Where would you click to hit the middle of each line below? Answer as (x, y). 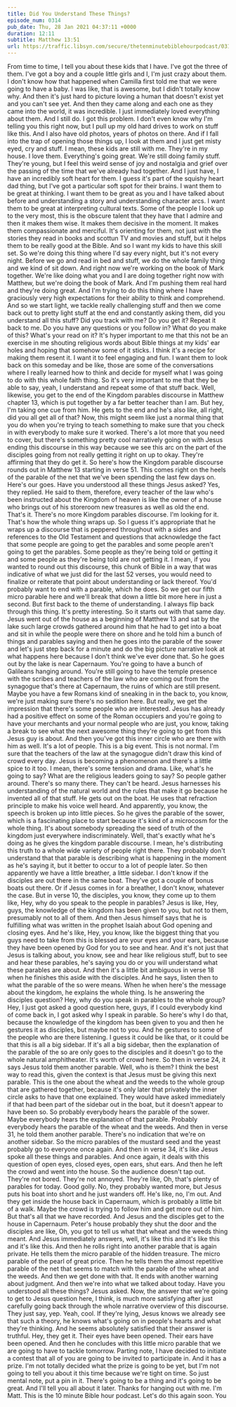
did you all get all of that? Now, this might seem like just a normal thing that (116, 417)
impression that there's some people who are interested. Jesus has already (116, 708)
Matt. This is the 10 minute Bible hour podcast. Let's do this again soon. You (117, 1395)
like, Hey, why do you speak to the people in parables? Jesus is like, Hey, (113, 903)
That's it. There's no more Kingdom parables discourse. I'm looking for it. (113, 514)
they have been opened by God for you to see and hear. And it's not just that (118, 947)
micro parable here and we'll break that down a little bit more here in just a (115, 597)
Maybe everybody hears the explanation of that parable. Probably (103, 1119)
